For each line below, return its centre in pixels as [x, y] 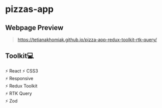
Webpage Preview [34, 28]
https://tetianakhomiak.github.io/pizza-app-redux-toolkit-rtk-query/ [87, 39]
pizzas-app [29, 9]
